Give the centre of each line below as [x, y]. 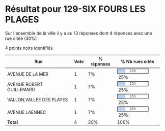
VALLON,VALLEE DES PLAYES [38, 99]
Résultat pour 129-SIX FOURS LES [75, 9]
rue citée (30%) [21, 38]
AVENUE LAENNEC [27, 112]
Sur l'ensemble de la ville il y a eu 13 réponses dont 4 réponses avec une [79, 33]
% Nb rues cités [137, 61]
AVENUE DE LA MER [28, 74]
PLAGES [22, 19]
